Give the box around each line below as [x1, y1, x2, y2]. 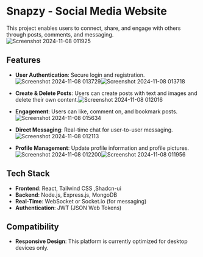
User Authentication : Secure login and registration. [15, 71, 145, 79]
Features [6, 55, 41, 65]
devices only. [15, 244, 49, 252]
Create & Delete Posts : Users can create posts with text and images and [15, 90, 198, 97]
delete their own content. [15, 96, 79, 103]
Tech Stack [6, 169, 50, 179]
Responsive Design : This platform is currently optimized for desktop [15, 238, 188, 245]
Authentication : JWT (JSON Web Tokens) [15, 204, 122, 211]
